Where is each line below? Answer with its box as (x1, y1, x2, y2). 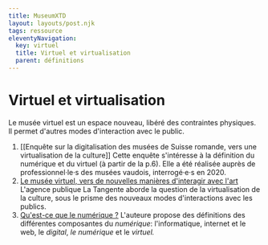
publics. (19, 202, 47, 211)
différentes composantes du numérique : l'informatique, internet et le (19, 218, 246, 228)
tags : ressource (8, 27, 63, 35)
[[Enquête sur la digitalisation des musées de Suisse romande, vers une (19, 141, 257, 151)
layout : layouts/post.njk (8, 19, 95, 27)
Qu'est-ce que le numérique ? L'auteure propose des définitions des (19, 210, 246, 219)
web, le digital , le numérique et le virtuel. (19, 227, 155, 237)
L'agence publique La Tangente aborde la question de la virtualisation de (19, 184, 261, 194)
